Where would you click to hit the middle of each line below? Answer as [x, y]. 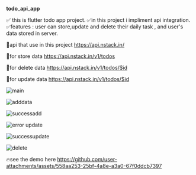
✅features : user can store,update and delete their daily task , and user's [95, 27]
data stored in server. [32, 33]
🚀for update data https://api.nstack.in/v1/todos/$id [68, 79]
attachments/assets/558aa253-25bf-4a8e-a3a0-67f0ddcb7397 [84, 166]
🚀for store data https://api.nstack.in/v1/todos [61, 56]
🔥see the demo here [31, 159]
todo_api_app [23, 9]
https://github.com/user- [87, 159]
